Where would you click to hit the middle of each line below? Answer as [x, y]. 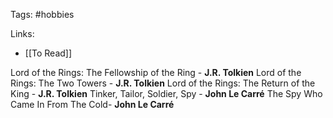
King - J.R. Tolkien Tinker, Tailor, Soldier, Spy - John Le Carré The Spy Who [166, 93]
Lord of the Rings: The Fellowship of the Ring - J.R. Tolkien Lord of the [156, 72]
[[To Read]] [48, 53]
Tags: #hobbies [42, 14]
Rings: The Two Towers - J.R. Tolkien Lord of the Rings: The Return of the [163, 83]
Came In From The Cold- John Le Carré [92, 104]
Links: [22, 33]
